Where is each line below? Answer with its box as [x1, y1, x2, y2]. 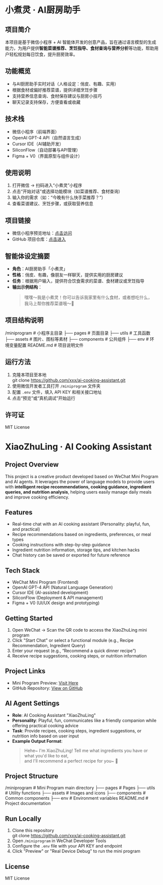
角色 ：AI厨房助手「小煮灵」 [12, 266, 68, 272]
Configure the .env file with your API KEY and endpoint [12, 843, 123, 849]
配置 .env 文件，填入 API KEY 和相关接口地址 [12, 389, 102, 395]
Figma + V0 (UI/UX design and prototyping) [12, 600, 100, 606]
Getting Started [5, 614, 53, 622]
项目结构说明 [5, 316, 44, 325]
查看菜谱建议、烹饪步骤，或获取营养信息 [12, 201, 93, 207]
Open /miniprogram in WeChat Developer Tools [12, 838, 107, 844]
